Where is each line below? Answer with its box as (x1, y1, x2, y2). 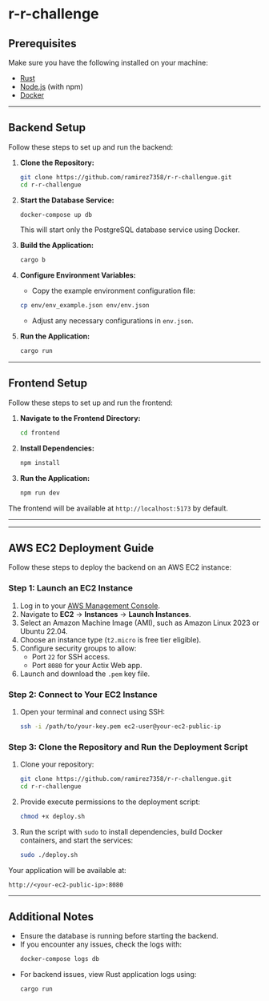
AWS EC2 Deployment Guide (8, 541, 155, 555)
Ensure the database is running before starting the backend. (19, 931, 219, 941)
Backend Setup (8, 121, 86, 134)
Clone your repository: (19, 759, 94, 769)
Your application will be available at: (8, 865, 126, 875)
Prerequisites (8, 37, 77, 50)
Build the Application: (19, 241, 94, 250)
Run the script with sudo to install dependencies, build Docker (19, 827, 223, 836)
